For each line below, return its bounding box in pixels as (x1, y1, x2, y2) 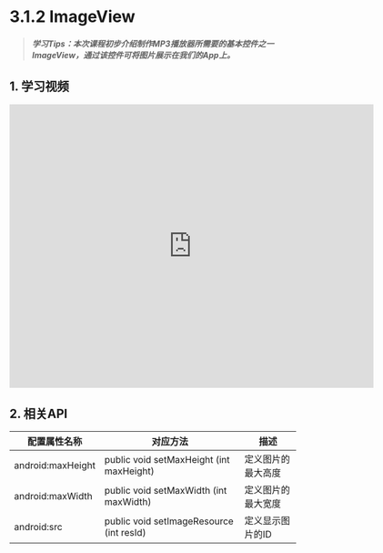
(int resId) (104, 527, 146, 539)
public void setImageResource (104, 515, 234, 527)
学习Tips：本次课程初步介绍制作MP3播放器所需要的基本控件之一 (31, 38, 275, 49)
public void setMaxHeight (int (104, 454, 230, 466)
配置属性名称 (26, 435, 83, 448)
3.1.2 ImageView (9, 6, 136, 27)
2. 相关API (9, 405, 68, 421)
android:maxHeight (14, 459, 96, 472)
